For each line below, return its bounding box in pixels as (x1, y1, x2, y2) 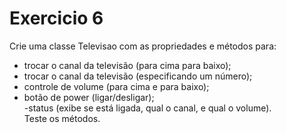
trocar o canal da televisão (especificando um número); (23, 70, 253, 82)
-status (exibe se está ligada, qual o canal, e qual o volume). (23, 102, 272, 114)
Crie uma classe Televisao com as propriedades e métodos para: (9, 40, 277, 52)
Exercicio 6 (9, 7, 104, 30)
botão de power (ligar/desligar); (23, 91, 155, 103)
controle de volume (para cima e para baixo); (23, 80, 210, 92)
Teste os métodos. (23, 112, 101, 124)
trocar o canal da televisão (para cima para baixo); (23, 59, 232, 71)
